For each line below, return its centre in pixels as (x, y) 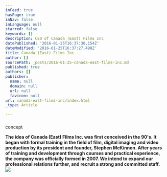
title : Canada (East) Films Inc (40, 53)
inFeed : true (19, 10)
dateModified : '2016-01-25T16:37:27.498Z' (51, 48)
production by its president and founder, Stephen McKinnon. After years (84, 148)
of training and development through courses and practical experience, (83, 153)
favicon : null (25, 96)
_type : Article (21, 105)
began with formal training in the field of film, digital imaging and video (82, 142)
